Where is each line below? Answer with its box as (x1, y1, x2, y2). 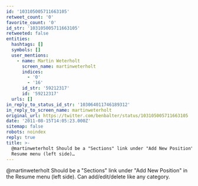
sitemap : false (6, 124, 44, 129)
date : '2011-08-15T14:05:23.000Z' (6, 118, 91, 124)
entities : (6, 36, 31, 42)
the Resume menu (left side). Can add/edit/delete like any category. (6, 173, 170, 180)
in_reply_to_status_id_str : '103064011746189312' (6, 101, 131, 108)
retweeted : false (6, 31, 49, 36)
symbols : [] (11, 47, 41, 53)
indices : (21, 69, 44, 75)
